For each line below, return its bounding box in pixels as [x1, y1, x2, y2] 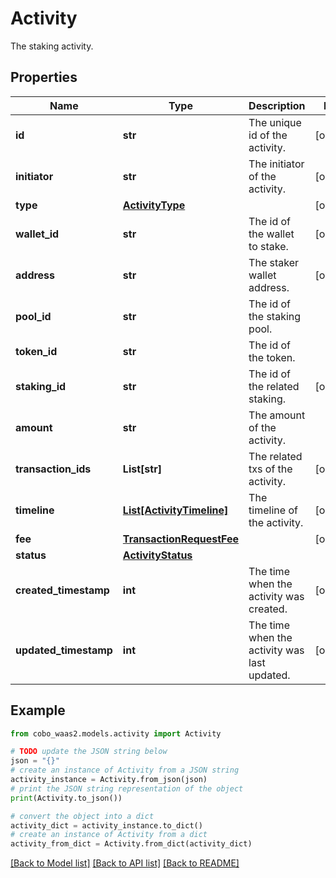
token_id [15, 344, 58, 358]
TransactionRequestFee [122, 532, 240, 546]
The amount [248, 408, 306, 422]
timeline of [248, 503, 298, 517]
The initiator [248, 157, 305, 171]
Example [10, 702, 66, 719]
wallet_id [15, 227, 60, 241]
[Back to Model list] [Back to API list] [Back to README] [10, 857, 240, 869]
